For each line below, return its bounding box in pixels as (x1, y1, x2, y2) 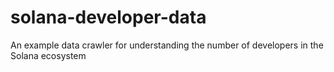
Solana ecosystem (10, 49, 87, 61)
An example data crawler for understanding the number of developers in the (10, 39, 324, 51)
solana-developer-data (10, 6, 207, 29)
